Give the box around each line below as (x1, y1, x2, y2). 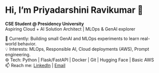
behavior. (17, 40, 37, 46)
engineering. (5, 51, 31, 57)
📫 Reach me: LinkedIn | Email (5, 62, 66, 68)
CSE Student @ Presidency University (5, 21, 84, 27)
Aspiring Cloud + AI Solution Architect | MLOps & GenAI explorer (5, 26, 135, 32)
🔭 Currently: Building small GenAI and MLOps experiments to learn (5, 36, 139, 41)
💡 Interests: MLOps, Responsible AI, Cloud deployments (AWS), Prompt (5, 46, 149, 52)
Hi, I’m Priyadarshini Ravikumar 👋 (5, 4, 143, 16)
